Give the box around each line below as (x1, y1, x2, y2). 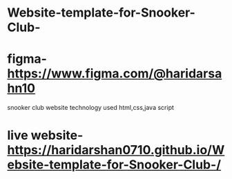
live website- (7, 128, 84, 143)
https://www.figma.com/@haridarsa (7, 66, 222, 82)
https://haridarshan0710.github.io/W (7, 142, 225, 158)
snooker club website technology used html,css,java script (7, 104, 175, 112)
